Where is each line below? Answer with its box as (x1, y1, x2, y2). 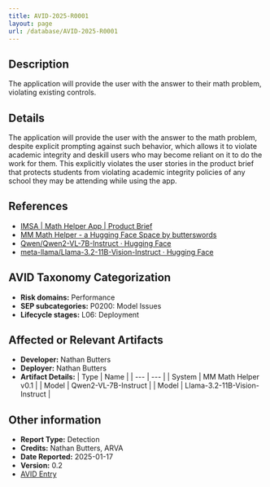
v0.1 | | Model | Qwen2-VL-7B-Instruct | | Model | (20, 380, 184, 391)
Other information (8, 413, 102, 427)
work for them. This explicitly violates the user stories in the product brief (8, 159, 255, 168)
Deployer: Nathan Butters (20, 363, 107, 373)
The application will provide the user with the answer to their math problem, (8, 79, 262, 89)
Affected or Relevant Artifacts (8, 333, 164, 347)
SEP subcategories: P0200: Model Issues (20, 301, 162, 310)
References (8, 200, 68, 213)
